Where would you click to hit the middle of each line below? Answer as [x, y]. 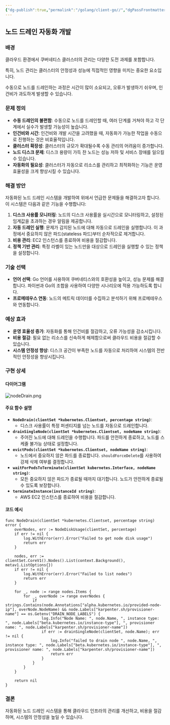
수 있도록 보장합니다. [40, 485]
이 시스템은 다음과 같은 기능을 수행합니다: [46, 204]
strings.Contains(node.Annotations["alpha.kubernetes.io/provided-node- [83, 605]
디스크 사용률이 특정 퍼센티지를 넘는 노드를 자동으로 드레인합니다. [84, 425]
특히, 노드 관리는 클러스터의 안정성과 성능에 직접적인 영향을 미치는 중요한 [77, 70]
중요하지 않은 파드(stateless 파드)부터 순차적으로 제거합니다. [86, 234]
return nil [26, 681]
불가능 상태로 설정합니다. [54, 444]
